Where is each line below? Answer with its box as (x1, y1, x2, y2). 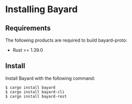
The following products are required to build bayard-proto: (5, 37, 127, 43)
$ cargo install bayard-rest (5, 94, 67, 99)
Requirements (5, 24, 51, 32)
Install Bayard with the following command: (5, 75, 95, 81)
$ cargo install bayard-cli (5, 89, 65, 94)
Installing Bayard (5, 4, 78, 15)
